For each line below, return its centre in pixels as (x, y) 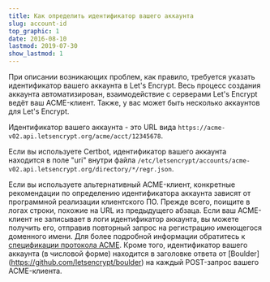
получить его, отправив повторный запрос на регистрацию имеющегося (135, 228)
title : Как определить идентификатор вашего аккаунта (101, 16)
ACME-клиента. (35, 271)
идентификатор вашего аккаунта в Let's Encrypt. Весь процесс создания (135, 85)
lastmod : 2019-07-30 (43, 46)
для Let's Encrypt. (39, 111)
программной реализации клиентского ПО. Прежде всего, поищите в (129, 202)
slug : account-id (38, 24)
